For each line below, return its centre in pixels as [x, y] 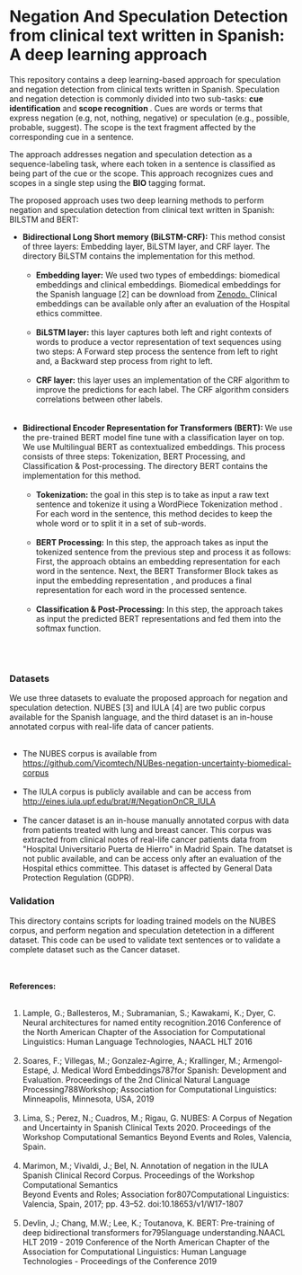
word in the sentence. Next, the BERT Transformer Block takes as [157, 571]
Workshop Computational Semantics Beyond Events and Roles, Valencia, [157, 1137]
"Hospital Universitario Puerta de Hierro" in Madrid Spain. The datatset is [157, 849]
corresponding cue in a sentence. [72, 137]
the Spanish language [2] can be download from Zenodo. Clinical [156, 294]
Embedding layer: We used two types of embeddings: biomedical [158, 275]
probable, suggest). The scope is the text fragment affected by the [133, 127]
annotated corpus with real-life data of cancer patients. [111, 727]
